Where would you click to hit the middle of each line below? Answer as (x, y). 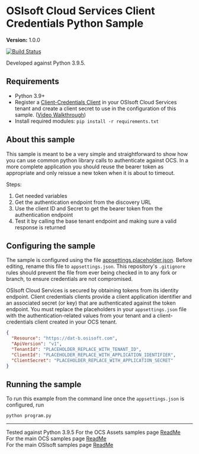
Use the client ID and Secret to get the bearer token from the (89, 208)
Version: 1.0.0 (23, 40)
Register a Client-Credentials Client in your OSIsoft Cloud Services (96, 102)
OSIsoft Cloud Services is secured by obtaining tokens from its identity (92, 290)
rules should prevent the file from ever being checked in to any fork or (92, 273)
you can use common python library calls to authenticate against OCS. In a (97, 160)
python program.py (29, 416)
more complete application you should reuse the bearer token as (85, 167)
